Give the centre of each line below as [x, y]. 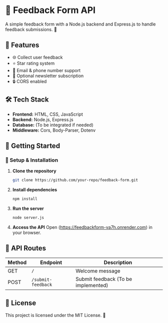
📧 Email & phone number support [46, 70]
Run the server [28, 208]
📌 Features [22, 45]
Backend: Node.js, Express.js [43, 119]
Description [118, 262]
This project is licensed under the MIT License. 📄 [55, 315]
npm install [25, 199]
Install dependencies [35, 190]
